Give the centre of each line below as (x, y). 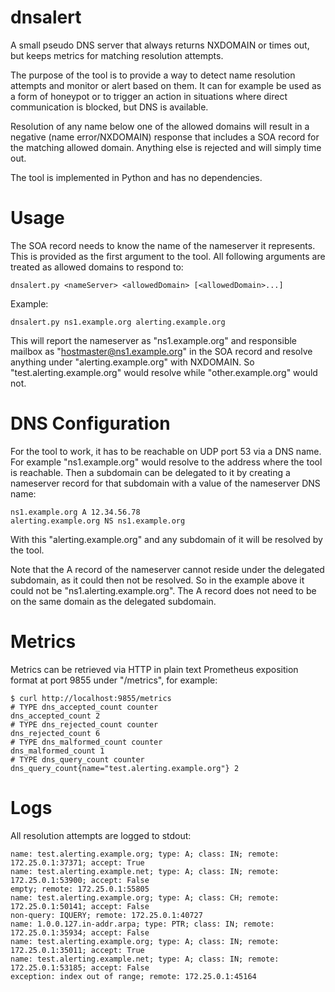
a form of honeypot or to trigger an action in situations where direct (149, 96)
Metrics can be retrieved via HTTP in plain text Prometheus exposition (154, 669)
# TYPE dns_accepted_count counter (84, 707)
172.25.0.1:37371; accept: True (77, 862)
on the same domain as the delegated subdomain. (113, 601)
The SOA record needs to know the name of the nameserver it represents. (163, 245)
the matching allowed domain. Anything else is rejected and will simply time (166, 147)
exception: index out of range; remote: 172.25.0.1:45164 (133, 976)
